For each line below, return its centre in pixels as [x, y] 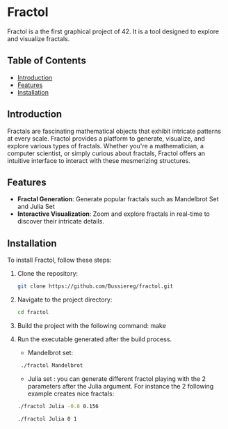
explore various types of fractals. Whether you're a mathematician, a [105, 146]
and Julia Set [36, 207]
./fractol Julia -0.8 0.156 [58, 406]
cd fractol [33, 313]
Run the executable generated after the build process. [95, 339]
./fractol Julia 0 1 [47, 419]
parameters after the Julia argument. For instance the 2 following [121, 386]
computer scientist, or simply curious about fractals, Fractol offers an [106, 153]
